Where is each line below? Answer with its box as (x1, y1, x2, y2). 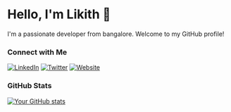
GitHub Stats (7, 81, 52, 91)
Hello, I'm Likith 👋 (7, 6, 111, 23)
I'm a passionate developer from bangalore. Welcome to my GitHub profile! (7, 30, 225, 38)
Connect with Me (7, 47, 68, 57)
